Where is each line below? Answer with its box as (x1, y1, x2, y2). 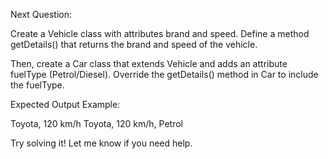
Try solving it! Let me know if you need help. (10, 137, 193, 149)
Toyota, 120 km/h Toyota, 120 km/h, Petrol (10, 118, 183, 129)
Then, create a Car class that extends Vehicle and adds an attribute (10, 58, 288, 69)
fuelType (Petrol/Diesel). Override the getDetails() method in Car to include (10, 69, 319, 80)
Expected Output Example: (10, 99, 121, 110)
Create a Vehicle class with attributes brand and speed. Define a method (10, 28, 310, 39)
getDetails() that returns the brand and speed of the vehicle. (10, 39, 258, 50)
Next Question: (10, 9, 73, 20)
